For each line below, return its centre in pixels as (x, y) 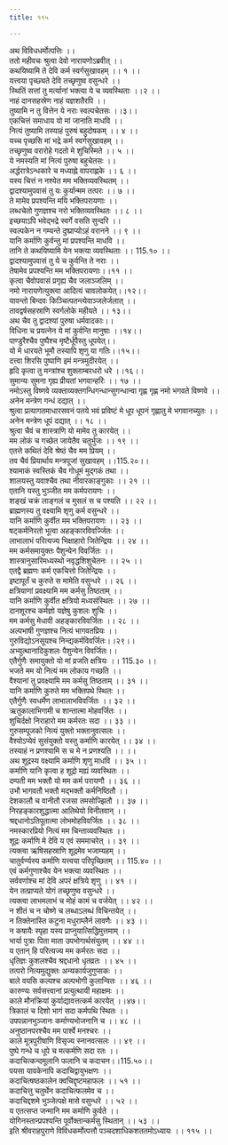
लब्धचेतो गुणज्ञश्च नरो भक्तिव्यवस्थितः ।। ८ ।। (76, 211)
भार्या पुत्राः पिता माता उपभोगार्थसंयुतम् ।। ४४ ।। (77, 941)
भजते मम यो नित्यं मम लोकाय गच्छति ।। (66, 670)
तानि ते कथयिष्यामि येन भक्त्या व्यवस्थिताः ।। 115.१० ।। (90, 251)
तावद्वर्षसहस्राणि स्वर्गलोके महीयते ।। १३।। (70, 310)
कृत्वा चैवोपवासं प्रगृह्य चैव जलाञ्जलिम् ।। (67, 280)
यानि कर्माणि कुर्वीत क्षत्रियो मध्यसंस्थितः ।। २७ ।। (80, 600)
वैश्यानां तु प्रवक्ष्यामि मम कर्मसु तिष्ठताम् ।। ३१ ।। (79, 680)
